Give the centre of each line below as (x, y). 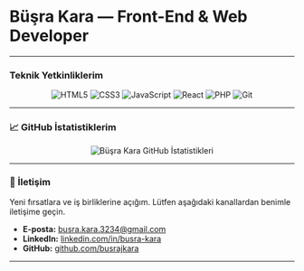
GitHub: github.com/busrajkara (81, 248)
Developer (49, 36)
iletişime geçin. (38, 211)
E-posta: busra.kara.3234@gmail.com (94, 229)
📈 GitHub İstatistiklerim (63, 127)
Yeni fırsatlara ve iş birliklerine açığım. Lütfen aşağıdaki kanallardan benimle (150, 201)
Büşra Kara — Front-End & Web (128, 17)
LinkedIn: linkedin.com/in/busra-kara (92, 238)
